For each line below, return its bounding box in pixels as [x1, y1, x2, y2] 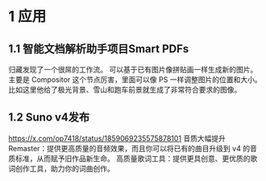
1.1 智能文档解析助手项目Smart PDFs [8, 42, 189, 56]
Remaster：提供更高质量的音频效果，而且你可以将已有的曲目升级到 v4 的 [8, 143, 251, 153]
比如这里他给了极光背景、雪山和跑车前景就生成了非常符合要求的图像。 [8, 85, 242, 94]
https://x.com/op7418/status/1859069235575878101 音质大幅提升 [8, 134, 226, 143]
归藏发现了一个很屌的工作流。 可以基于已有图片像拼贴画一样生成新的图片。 [8, 65, 258, 74]
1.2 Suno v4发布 [8, 110, 90, 125]
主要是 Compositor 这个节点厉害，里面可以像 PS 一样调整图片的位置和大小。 [8, 75, 262, 84]
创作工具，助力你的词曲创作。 [15, 163, 114, 173]
